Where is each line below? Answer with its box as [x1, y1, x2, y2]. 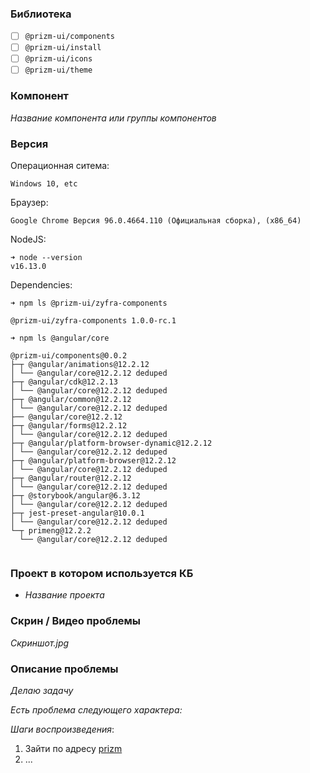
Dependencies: [10, 279, 73, 291]
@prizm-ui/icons [24, 54, 93, 64]
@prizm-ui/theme [24, 65, 93, 76]
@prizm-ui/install [24, 43, 102, 53]
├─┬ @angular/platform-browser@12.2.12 [10, 456, 177, 466]
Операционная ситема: [10, 160, 110, 172]
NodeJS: [10, 233, 47, 246]
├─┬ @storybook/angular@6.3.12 [10, 491, 141, 501]
